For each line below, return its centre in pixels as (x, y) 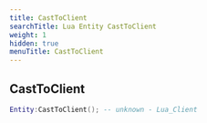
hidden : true (34, 43)
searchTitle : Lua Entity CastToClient (83, 26)
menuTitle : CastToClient (57, 52)
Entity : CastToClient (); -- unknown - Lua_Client (103, 109)
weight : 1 (28, 35)
